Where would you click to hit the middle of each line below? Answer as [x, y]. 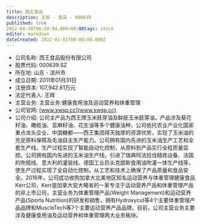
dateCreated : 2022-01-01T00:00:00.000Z [56, 40]
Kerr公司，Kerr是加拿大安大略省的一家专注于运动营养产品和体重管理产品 [104, 185]
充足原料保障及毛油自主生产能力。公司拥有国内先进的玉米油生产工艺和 [102, 140]
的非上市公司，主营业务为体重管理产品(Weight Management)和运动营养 [103, 192]
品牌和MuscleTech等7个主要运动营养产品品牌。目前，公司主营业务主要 [107, 207]
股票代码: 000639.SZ [41, 65]
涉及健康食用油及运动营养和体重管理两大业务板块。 [78, 215]
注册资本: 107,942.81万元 [45, 87]
